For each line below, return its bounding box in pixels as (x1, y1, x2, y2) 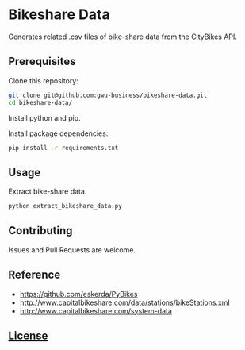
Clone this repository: (8, 75, 79, 85)
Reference (8, 268, 61, 282)
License (8, 329, 48, 343)
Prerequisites (8, 55, 76, 68)
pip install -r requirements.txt (8, 144, 119, 152)
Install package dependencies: (8, 129, 109, 138)
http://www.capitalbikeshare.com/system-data (19, 306, 173, 315)
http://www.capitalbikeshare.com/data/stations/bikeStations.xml (19, 298, 230, 307)
